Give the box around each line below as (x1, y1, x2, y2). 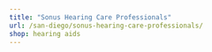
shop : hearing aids (9, 29, 81, 38)
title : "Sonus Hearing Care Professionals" (9, 12, 172, 22)
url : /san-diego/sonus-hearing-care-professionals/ (9, 21, 203, 30)
